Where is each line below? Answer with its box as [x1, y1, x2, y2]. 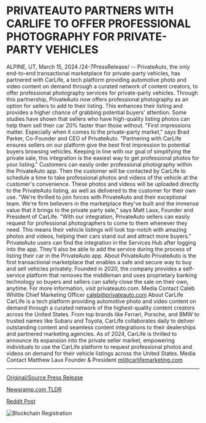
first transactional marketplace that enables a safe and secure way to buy [6, 258, 192, 265]
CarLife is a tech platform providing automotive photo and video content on [6, 297, 196, 305]
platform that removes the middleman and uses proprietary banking [26, 271, 197, 279]
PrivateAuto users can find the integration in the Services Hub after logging [6, 238, 196, 246]
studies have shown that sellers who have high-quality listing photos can [6, 115, 190, 123]
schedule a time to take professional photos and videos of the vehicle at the [6, 173, 198, 181]
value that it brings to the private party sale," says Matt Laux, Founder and [6, 206, 194, 213]
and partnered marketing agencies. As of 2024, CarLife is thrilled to [6, 330, 177, 337]
